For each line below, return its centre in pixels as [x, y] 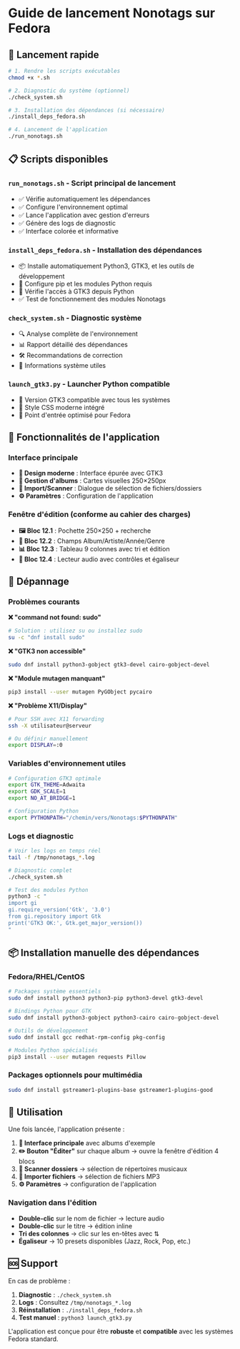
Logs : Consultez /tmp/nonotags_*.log [75, 1302]
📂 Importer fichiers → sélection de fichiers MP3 [89, 1177]
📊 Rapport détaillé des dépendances [73, 345]
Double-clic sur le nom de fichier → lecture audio [91, 1218]
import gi [23, 903]
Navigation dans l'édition [52, 1203]
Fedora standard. [34, 1339]
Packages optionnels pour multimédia [75, 1075]
